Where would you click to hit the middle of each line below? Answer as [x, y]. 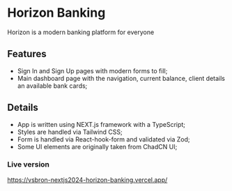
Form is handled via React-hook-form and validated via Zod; [103, 139]
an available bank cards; [52, 86]
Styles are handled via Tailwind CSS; [70, 132]
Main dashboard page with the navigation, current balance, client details [121, 78]
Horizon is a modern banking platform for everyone [81, 32]
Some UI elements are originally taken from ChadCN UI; [97, 146]
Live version [29, 165]
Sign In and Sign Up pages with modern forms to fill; [92, 70]
